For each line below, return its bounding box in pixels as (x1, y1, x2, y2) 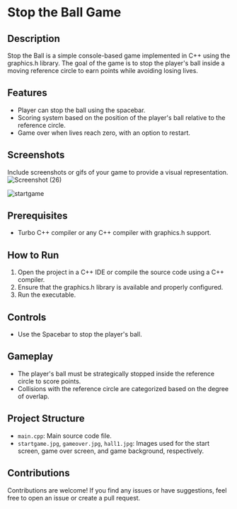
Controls (7, 311, 47, 323)
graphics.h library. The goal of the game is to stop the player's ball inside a (7, 59, 225, 67)
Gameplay (7, 351, 54, 363)
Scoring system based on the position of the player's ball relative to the (17, 113, 226, 121)
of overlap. (17, 392, 50, 400)
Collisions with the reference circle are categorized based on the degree (17, 384, 229, 393)
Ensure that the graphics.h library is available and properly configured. (17, 283, 224, 292)
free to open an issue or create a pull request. (7, 493, 141, 502)
